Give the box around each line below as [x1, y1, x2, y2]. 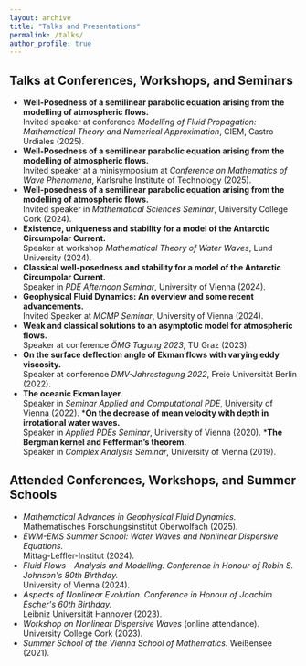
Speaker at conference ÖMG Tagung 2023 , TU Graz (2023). [22, 340, 249, 351]
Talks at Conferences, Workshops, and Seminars [9, 72, 294, 88]
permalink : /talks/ [9, 30, 84, 39]
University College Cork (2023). [22, 628, 143, 639]
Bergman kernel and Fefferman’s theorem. [22, 437, 187, 448]
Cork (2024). [22, 214, 72, 225]
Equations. [22, 540, 64, 551]
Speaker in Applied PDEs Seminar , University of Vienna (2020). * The [22, 427, 283, 439]
